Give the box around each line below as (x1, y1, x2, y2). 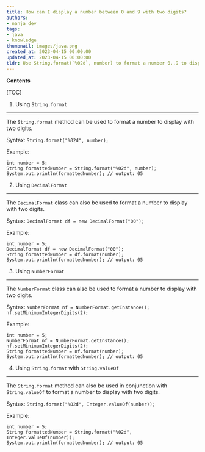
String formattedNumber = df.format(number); (6, 251, 124, 257)
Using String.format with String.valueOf (15, 364, 119, 371)
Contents (6, 77, 31, 84)
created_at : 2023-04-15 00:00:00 (6, 49, 92, 55)
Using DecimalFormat (15, 181, 67, 188)
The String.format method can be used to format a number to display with (6, 118, 194, 125)
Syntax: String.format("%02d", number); (6, 136, 109, 143)
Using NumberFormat (15, 267, 65, 274)
